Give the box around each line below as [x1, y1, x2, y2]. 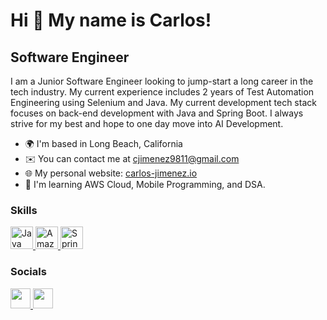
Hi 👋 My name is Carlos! [10, 9, 212, 32]
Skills [10, 203, 38, 217]
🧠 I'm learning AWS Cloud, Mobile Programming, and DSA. [24, 179, 266, 190]
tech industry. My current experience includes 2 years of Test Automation [10, 86, 315, 98]
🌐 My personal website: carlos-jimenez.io [24, 167, 198, 179]
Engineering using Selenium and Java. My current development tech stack [10, 97, 317, 108]
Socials [10, 265, 47, 279]
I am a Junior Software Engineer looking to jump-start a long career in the [10, 75, 314, 87]
